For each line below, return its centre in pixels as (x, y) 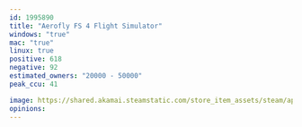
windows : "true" (40, 34)
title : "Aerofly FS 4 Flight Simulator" (86, 26)
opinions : (28, 108)
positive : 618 (36, 59)
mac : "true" (31, 42)
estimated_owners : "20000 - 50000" (76, 76)
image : (22, 100)
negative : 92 (34, 68)
